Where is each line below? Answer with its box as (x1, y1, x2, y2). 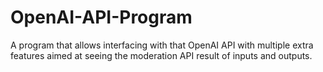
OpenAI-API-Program (10, 6, 193, 29)
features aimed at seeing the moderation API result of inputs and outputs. (10, 49, 313, 61)
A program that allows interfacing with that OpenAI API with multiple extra (10, 39, 314, 51)
